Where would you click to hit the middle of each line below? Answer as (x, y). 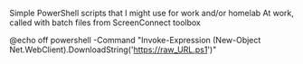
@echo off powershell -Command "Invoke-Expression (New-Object (135, 40)
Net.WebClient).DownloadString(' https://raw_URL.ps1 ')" (113, 50)
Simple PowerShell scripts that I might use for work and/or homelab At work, (151, 13)
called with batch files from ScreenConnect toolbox (105, 23)
